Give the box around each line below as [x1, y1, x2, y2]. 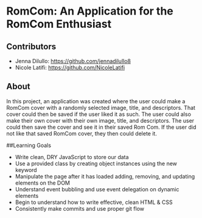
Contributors [6, 41, 57, 52]
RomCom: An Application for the [6, 4, 173, 18]
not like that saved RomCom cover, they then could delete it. [6, 129, 157, 137]
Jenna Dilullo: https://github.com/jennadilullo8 [15, 58, 131, 64]
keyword [15, 166, 38, 174]
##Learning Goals [6, 141, 52, 149]
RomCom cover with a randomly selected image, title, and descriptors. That [6, 104, 196, 111]
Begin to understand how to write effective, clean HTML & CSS [15, 199, 173, 206]
